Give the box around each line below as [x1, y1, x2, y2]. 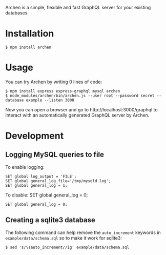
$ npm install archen [5, 45, 52, 50]
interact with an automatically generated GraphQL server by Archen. [5, 112, 150, 118]
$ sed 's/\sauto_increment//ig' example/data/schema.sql [5, 245, 130, 250]
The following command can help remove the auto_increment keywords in [5, 229, 161, 236]
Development [5, 130, 64, 142]
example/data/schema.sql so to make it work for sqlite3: [5, 234, 122, 241]
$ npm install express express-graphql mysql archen [5, 88, 120, 94]
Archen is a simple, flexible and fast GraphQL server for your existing [5, 5, 151, 10]
